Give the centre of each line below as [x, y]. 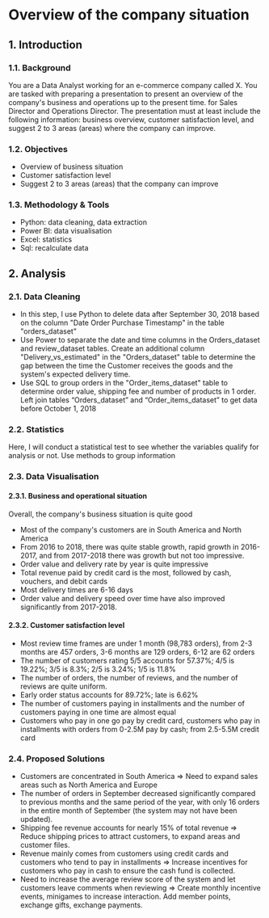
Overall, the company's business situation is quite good [101, 514]
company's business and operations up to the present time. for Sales [123, 102]
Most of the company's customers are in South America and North [131, 529]
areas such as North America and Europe [88, 785]
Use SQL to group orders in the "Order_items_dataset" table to [124, 383]
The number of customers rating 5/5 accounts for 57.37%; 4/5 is [127, 660]
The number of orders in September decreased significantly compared [138, 794]
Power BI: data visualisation [66, 231]
